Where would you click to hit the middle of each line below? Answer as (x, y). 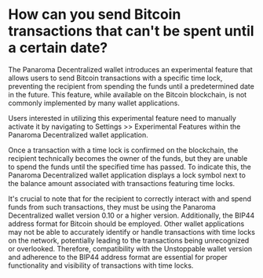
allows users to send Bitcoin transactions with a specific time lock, (115, 78)
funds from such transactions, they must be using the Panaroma (112, 207)
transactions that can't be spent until (131, 31)
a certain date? (58, 48)
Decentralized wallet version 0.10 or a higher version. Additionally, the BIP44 (131, 215)
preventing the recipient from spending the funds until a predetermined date (131, 86)
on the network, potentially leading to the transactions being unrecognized (129, 240)
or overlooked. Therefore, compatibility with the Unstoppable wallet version (130, 248)
